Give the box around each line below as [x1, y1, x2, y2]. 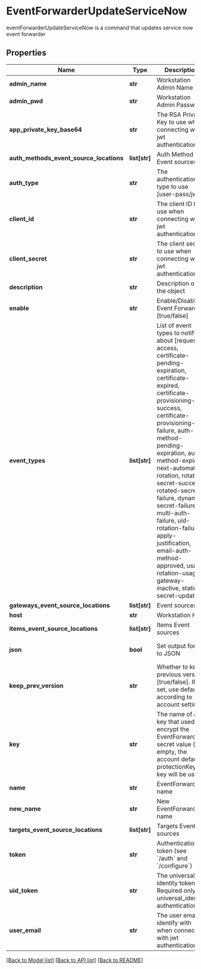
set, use [156, 685, 179, 693]
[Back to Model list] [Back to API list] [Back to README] [6, 956, 144, 964]
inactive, [156, 584, 181, 592]
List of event [156, 321, 191, 330]
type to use [156, 182, 188, 190]
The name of [156, 710, 193, 718]
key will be [156, 770, 187, 778]
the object [156, 286, 185, 295]
